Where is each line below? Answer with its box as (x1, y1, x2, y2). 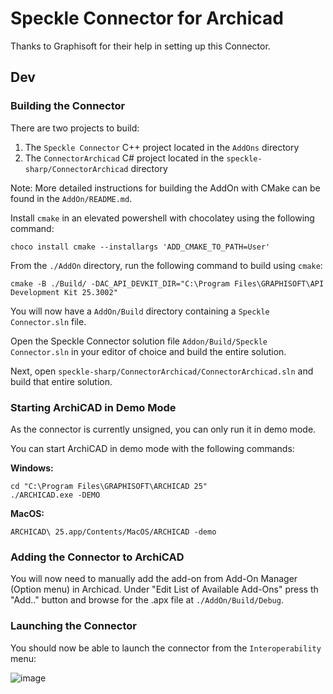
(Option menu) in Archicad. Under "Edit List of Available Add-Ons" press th (10, 583, 319, 596)
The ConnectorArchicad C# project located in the (24, 152, 225, 164)
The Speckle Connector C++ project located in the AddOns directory (24, 141, 300, 153)
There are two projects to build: (10, 122, 140, 134)
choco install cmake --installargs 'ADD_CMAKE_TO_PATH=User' (10, 242, 271, 252)
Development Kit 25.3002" (10, 287, 118, 297)
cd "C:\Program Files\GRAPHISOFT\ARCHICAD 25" (10, 481, 208, 491)
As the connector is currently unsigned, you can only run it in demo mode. (10, 423, 317, 435)
